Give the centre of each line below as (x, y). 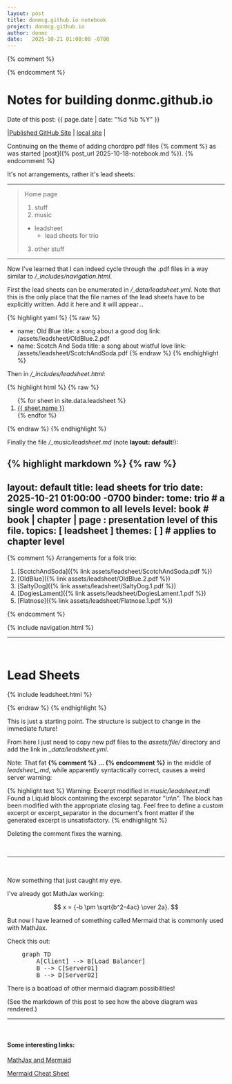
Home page (41, 194)
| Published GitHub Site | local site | (56, 133)
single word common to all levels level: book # (108, 509)
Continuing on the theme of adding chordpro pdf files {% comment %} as (112, 147)
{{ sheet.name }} (41, 408)
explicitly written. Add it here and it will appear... (75, 304)
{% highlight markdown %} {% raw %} (92, 464)
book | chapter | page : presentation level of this (113, 520)
